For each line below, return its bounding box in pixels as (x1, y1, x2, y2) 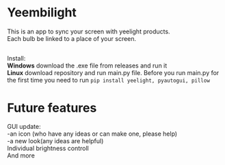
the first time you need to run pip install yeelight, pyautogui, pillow (7, 76, 211, 85)
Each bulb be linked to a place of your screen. (7, 34, 137, 42)
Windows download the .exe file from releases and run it (7, 61, 168, 70)
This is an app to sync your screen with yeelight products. (7, 27, 170, 35)
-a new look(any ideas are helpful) (7, 137, 104, 145)
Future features (7, 100, 97, 115)
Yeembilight (7, 5, 77, 20)
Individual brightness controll (7, 145, 89, 153)
